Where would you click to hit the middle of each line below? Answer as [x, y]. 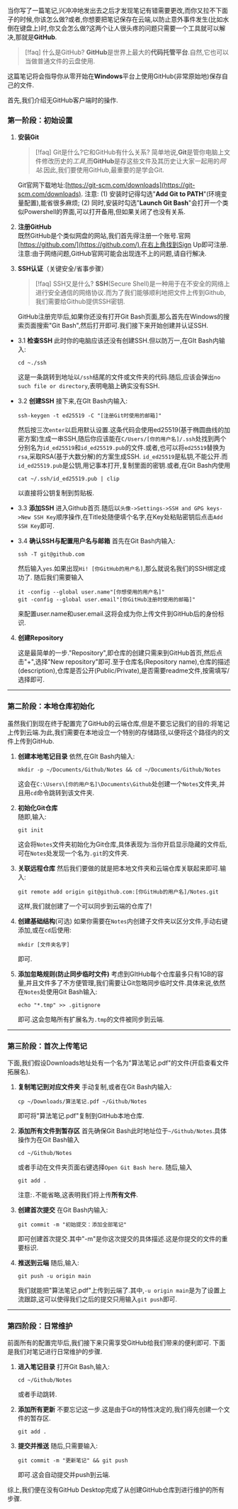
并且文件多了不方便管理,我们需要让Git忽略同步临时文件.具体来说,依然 [126, 982]
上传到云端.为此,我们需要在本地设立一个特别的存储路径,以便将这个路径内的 [116, 732]
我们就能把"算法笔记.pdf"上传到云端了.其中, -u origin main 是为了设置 [119, 1290]
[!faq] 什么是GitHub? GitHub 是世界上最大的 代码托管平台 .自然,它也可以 [126, 52]
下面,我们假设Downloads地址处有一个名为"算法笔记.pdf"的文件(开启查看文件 [118, 1063]
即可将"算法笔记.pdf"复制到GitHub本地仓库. [81, 1115]
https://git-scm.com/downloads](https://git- [131, 185]
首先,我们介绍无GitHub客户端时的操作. [63, 100]
